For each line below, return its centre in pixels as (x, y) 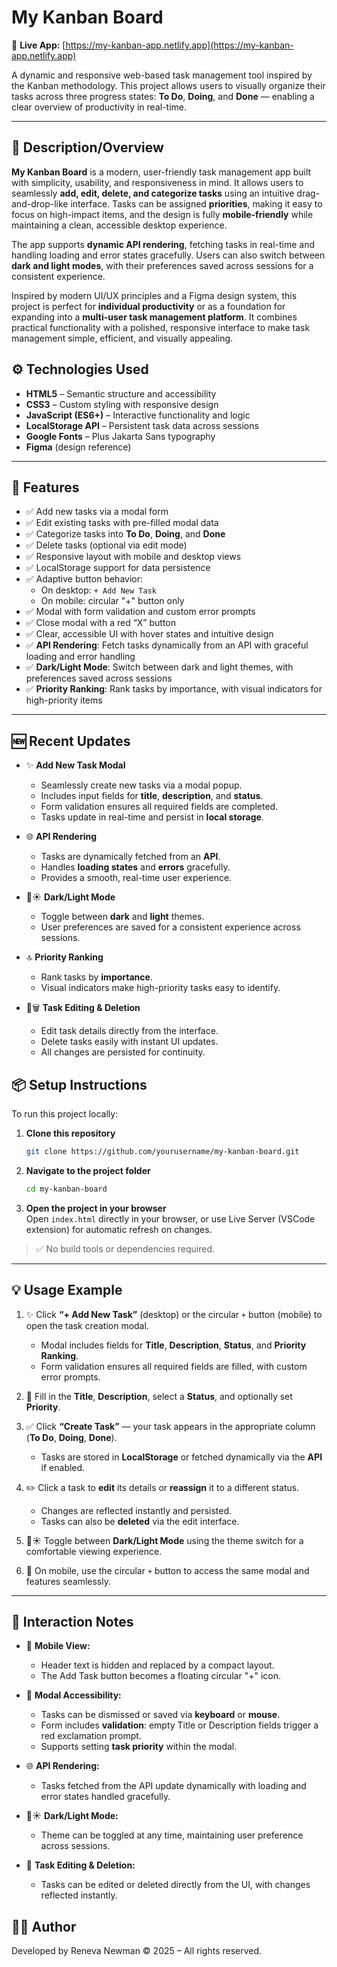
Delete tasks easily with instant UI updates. (129, 1042)
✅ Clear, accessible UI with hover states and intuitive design (149, 634)
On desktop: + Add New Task (98, 590)
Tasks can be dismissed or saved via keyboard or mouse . (160, 1715)
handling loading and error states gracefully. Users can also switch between (168, 255)
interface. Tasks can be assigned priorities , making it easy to (196, 203)
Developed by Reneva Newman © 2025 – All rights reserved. (137, 1951)
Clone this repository (70, 1133)
